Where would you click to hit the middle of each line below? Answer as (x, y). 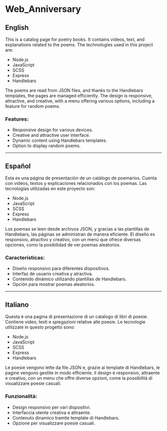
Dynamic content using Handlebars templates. (60, 141)
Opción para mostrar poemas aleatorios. (54, 284)
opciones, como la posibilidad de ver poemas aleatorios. (63, 245)
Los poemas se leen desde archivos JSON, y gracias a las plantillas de (77, 229)
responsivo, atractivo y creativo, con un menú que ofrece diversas (73, 240)
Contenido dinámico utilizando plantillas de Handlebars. (69, 279)
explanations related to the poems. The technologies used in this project (79, 45)
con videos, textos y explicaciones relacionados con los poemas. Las (76, 183)
